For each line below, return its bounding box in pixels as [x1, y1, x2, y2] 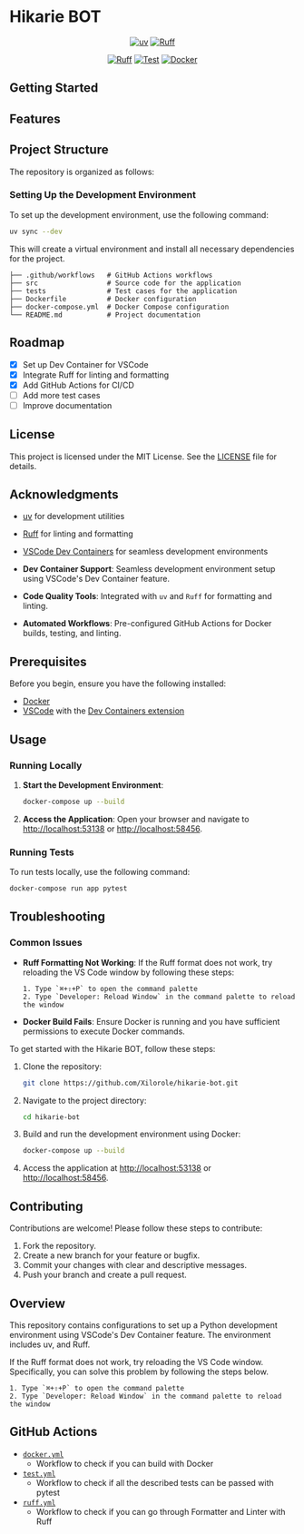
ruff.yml [22, 1498, 56, 1508]
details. [9, 460, 37, 471]
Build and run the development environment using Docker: [22, 1128, 241, 1140]
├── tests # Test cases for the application [9, 286, 238, 296]
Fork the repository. [22, 1241, 97, 1252]
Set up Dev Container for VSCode [22, 359, 149, 369]
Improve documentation [22, 399, 113, 410]
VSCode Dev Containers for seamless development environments [22, 546, 269, 557]
